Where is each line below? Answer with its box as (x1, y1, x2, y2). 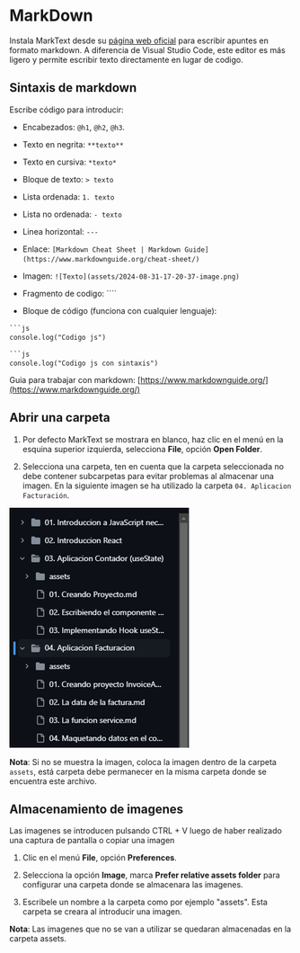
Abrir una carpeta (9, 410, 110, 425)
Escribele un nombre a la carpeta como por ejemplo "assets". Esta (22, 896, 268, 908)
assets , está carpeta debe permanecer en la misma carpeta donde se (9, 766, 267, 777)
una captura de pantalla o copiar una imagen (9, 835, 175, 846)
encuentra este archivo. (9, 775, 97, 787)
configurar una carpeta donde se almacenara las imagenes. (22, 879, 244, 890)
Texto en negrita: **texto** (22, 138, 124, 149)
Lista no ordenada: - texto (22, 209, 123, 219)
